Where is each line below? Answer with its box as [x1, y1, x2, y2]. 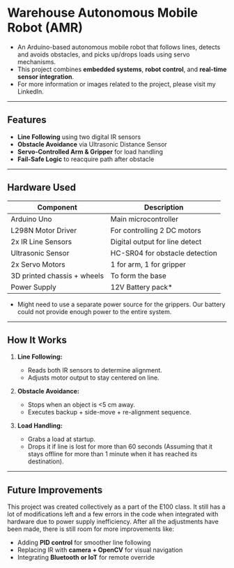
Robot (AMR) [7, 20, 84, 36]
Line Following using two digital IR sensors [17, 133, 141, 141]
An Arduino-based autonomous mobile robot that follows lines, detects [17, 43, 221, 51]
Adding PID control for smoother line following [17, 539, 151, 547]
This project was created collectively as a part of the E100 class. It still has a [7, 502, 226, 511]
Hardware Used [7, 181, 77, 193]
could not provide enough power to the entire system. [17, 307, 172, 315]
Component [37, 202, 78, 212]
